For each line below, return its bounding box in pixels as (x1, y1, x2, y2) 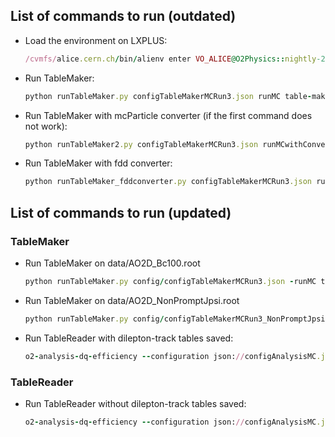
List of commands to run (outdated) (10, 8, 237, 25)
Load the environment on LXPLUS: (24, 34, 168, 46)
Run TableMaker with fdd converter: (24, 157, 173, 169)
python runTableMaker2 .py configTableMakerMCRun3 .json (24, 139, 259, 149)
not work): (24, 120, 68, 132)
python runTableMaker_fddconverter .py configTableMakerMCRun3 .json (24, 177, 312, 187)
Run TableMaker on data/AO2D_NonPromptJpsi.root (24, 294, 240, 306)
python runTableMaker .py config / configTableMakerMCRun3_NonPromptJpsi (24, 314, 326, 324)
